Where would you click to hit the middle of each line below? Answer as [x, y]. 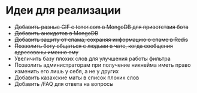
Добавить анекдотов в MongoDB [56, 33]
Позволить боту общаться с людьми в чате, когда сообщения [93, 46]
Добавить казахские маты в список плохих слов [77, 77]
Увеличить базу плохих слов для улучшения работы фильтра [93, 58]
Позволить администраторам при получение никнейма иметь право [102, 65]
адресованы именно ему [46, 52]
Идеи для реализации [63, 10]
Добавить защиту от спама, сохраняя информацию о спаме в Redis [101, 39]
